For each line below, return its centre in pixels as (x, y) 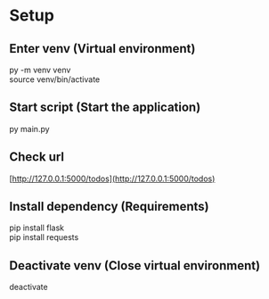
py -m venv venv (40, 70)
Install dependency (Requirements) (109, 207)
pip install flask (37, 228)
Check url (37, 157)
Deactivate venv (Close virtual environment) (135, 266)
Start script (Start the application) (105, 108)
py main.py (30, 129)
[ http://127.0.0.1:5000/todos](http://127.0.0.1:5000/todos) (112, 179)
